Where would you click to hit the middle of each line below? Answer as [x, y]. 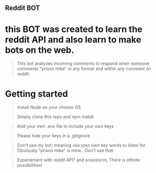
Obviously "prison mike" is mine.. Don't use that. [66, 150]
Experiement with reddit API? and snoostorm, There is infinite [78, 160]
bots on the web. [40, 50]
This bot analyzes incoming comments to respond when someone [83, 64]
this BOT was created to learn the [74, 29]
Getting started [37, 94]
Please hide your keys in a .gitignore [53, 136]
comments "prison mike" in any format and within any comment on [84, 69]
